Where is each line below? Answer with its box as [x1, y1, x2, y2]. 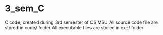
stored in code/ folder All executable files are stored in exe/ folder [5, 24, 144, 30]
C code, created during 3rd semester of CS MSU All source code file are [5, 19, 158, 25]
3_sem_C [5, 3, 45, 14]
